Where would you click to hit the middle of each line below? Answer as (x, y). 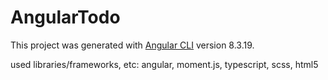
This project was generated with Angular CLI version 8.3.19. (132, 45)
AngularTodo (65, 17)
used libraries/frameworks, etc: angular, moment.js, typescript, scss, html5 (164, 64)
